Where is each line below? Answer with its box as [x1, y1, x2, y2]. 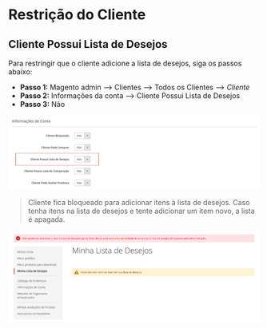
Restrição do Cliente [8, 6, 146, 24]
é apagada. [27, 214, 66, 224]
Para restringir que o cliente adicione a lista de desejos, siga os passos [8, 58, 242, 68]
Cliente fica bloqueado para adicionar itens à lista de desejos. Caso [27, 197, 250, 207]
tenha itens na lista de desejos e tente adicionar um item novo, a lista [27, 206, 256, 215]
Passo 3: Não [19, 100, 66, 109]
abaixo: [8, 67, 33, 77]
